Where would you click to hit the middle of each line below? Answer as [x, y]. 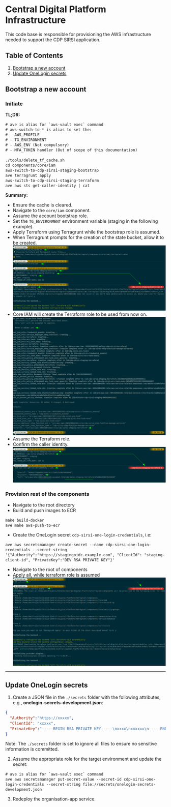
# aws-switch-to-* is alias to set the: [49, 130]
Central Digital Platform [56, 9]
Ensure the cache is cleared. [42, 205]
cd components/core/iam [31, 166]
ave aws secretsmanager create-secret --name [54, 545]
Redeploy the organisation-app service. [54, 799]
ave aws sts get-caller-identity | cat [48, 186]
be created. [25, 243]
